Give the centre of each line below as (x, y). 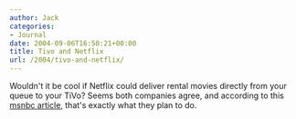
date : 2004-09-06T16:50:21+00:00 (73, 43)
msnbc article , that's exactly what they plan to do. (103, 105)
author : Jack (34, 18)
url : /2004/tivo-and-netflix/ (67, 60)
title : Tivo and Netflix (57, 52)
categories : (32, 26)
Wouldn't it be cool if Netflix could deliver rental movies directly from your (148, 86)
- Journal (28, 35)
